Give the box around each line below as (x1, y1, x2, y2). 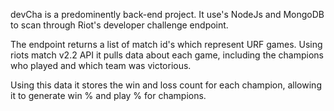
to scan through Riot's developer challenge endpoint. (10, 19, 229, 31)
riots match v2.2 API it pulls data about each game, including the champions (10, 49, 325, 61)
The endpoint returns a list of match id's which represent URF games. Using (10, 39, 323, 50)
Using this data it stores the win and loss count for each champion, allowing (10, 79, 322, 91)
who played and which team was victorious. (10, 60, 192, 71)
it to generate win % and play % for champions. (10, 90, 207, 101)
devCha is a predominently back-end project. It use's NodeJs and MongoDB (10, 9, 325, 20)
